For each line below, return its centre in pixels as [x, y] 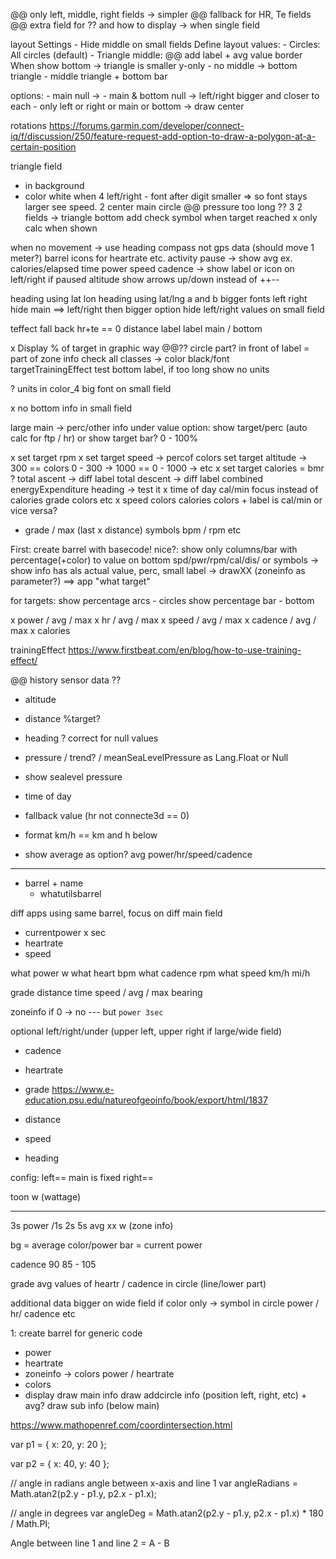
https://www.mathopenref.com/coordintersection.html [121, 1425]
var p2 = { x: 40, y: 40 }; [60, 1463]
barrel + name [54, 883]
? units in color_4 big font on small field [91, 388]
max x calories [40, 630]
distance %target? [62, 718]
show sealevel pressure [73, 777]
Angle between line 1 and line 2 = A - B [90, 1543]
